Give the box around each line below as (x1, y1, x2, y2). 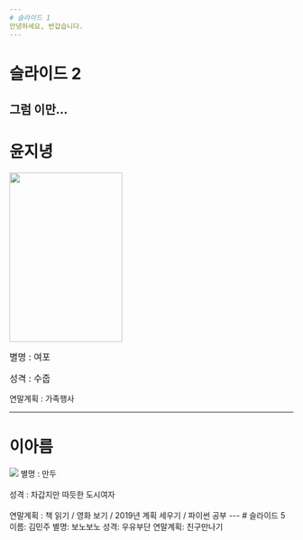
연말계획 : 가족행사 (9, 394, 75, 405)
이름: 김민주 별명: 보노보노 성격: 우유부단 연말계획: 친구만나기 (9, 521, 224, 532)
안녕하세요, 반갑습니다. (9, 22, 84, 31)
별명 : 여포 (9, 351, 51, 364)
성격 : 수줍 (9, 372, 51, 385)
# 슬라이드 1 (9, 13, 51, 23)
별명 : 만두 (20, 468, 57, 479)
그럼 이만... (9, 102, 69, 117)
